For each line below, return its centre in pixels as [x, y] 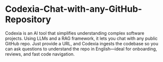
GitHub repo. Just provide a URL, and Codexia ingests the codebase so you [82, 43]
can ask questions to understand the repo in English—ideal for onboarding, [81, 49]
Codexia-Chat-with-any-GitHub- [74, 9]
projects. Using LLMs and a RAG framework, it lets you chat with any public [81, 38]
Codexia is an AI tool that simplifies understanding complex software [75, 33]
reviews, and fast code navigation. [40, 54]
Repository [28, 19]
